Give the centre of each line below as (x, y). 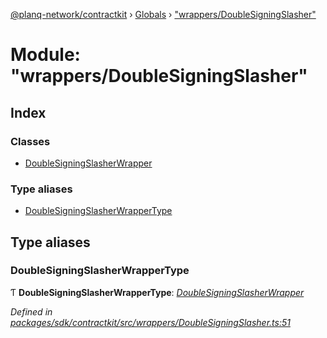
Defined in (31, 311)
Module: (45, 55)
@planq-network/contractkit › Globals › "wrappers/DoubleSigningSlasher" (163, 14)
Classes (30, 141)
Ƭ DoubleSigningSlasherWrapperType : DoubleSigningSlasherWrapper (157, 292)
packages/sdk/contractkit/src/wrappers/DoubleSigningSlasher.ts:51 (150, 322)
